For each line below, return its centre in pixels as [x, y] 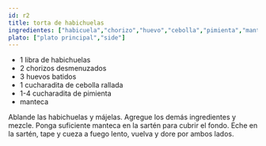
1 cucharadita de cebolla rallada [71, 85]
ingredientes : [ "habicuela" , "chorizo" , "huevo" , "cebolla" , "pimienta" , [125, 30]
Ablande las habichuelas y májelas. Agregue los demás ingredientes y [122, 117]
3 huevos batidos [48, 77]
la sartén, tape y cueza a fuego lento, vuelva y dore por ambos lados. [122, 134]
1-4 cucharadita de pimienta [66, 94]
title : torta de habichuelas [56, 23]
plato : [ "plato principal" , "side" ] [67, 37]
